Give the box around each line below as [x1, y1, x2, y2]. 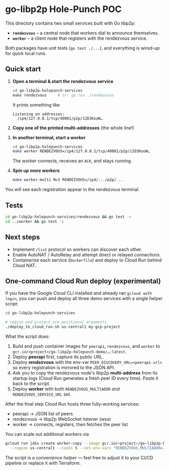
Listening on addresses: [12, 112, 65, 117]
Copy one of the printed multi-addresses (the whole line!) [12, 125, 134, 131]
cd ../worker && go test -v [5, 219, 64, 224]
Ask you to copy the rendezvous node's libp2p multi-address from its [12, 369, 158, 375]
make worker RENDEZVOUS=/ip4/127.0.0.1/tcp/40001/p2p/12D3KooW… [12, 149, 150, 154]
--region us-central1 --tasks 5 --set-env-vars [10, 445, 112, 450]
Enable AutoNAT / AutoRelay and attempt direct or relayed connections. [12, 251, 161, 257]
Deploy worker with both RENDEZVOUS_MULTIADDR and [12, 386, 120, 392]
